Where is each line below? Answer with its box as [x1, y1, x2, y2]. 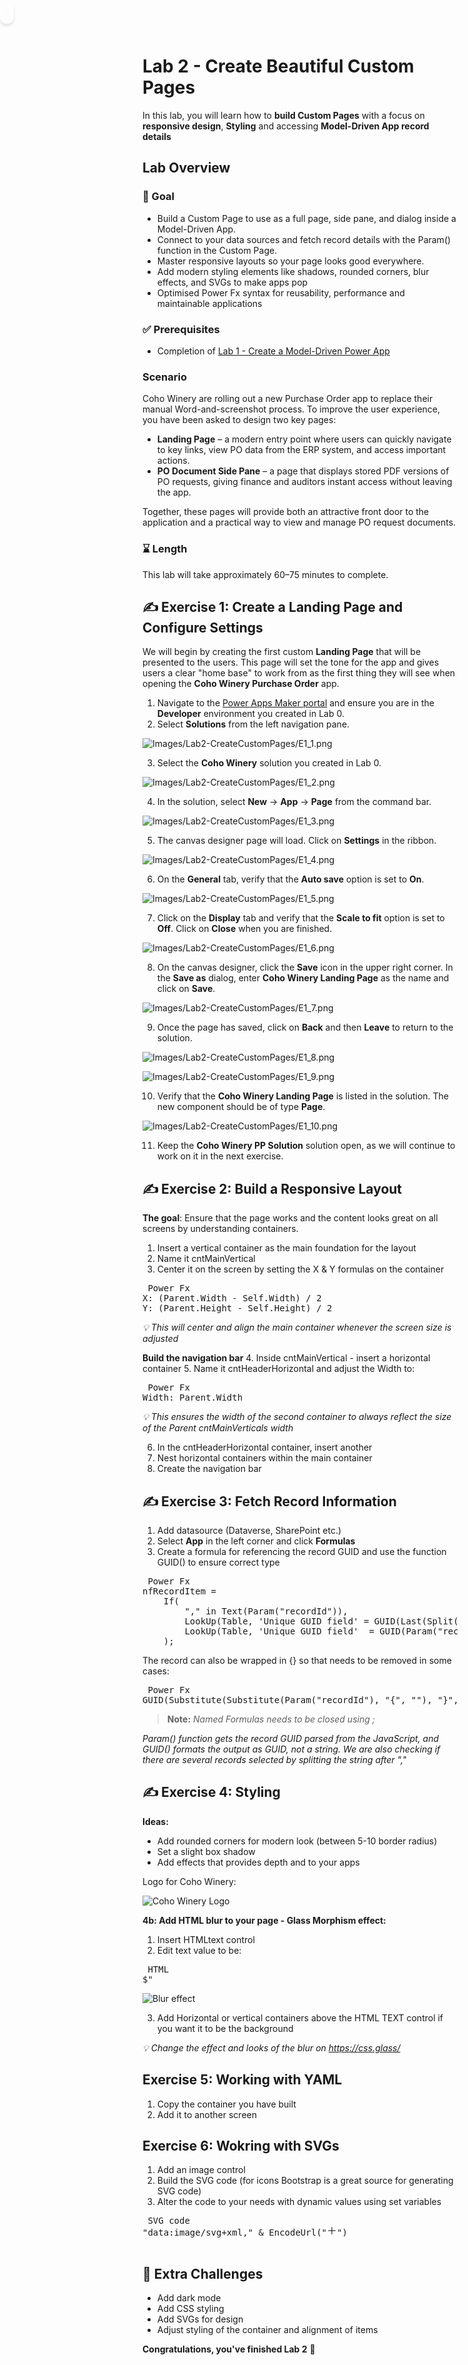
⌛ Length [142, 542, 188, 556]
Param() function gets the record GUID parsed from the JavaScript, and [142, 1732, 439, 1744]
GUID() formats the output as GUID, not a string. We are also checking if [142, 1743, 441, 1755]
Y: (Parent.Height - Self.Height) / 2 [142, 1303, 333, 1314]
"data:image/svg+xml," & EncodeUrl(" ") [142, 2227, 348, 2239]
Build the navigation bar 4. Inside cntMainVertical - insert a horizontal [142, 1352, 431, 1364]
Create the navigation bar [156, 1463, 262, 1475]
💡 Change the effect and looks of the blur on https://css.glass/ [142, 2041, 401, 2054]
